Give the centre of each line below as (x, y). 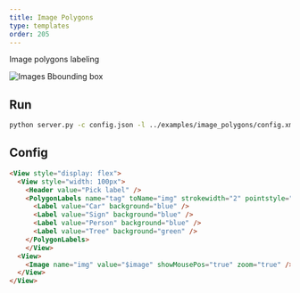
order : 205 (29, 34)
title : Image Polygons (51, 17)
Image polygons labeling (54, 60)
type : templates (39, 26)
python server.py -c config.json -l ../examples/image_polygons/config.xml (153, 126)
